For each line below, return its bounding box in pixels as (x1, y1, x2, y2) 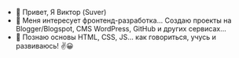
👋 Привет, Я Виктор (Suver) (15, 8, 107, 16)
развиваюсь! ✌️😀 (15, 42, 74, 50)
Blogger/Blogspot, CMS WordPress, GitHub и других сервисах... (15, 24, 226, 33)
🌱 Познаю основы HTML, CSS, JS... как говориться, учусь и (15, 32, 216, 42)
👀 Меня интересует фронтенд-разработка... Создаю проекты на (15, 16, 232, 25)
